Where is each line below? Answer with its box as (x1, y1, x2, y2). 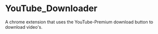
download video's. (5, 24, 43, 30)
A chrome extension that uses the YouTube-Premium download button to (5, 19, 154, 25)
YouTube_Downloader (5, 3, 98, 14)
